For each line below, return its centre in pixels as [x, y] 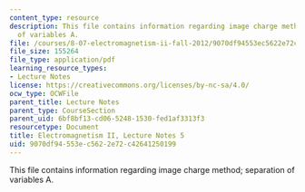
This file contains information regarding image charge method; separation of [152, 169]
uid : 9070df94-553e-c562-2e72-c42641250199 [93, 144]
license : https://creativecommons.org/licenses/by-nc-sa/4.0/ [129, 85]
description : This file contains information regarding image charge [144, 26]
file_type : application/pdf [63, 60]
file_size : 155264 [44, 52]
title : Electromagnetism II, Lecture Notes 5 [97, 136]
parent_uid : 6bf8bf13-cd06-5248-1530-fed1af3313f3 [107, 119]
